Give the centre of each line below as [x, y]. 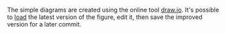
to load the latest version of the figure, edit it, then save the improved [105, 17]
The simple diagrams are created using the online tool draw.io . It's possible [113, 10]
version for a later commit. [44, 24]
